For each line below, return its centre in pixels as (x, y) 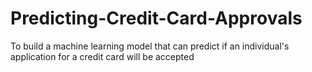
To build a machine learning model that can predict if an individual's (150, 46)
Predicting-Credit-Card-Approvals (156, 18)
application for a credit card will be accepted (102, 56)
